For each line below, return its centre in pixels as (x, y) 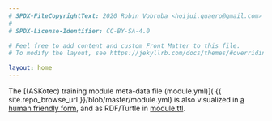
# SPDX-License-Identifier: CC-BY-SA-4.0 (79, 31)
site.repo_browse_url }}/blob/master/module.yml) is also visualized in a (127, 99)
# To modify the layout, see (57, 54)
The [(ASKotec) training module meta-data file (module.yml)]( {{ (115, 91)
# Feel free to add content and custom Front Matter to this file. (125, 45)
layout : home (30, 68)
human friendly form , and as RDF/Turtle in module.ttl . (97, 108)
